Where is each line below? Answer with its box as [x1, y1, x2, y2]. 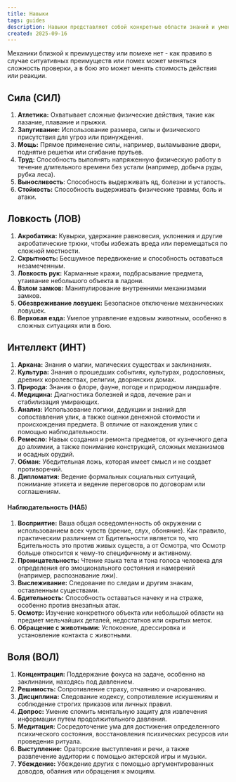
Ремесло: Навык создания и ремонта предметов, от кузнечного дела [17, 435, 228, 443]
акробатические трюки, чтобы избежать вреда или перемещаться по [17, 239, 228, 247]
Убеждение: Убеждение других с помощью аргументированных [17, 760, 214, 768]
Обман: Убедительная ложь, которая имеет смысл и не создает [17, 457, 211, 466]
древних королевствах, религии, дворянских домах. [17, 375, 176, 384]
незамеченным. [17, 261, 65, 270]
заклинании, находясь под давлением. [17, 677, 135, 686]
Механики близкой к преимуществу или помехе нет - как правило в [7, 49, 212, 58]
